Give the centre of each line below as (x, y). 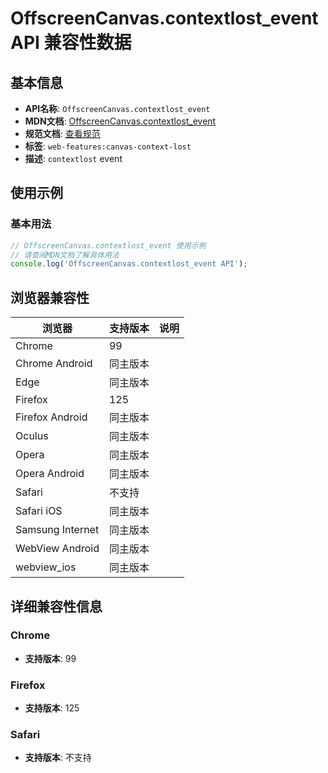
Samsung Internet (57, 530)
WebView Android (57, 549)
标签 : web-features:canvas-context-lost (108, 146)
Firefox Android (51, 417)
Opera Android (50, 474)
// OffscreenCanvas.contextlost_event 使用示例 (108, 245)
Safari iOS (39, 511)
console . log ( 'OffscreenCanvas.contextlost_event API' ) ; (129, 264)
